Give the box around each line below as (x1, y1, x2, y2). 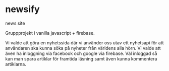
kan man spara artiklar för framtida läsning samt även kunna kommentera (5, 55, 157, 61)
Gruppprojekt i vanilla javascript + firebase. (5, 30, 95, 36)
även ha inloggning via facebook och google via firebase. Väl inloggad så (5, 50, 157, 56)
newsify (5, 4, 40, 15)
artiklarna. (5, 61, 26, 67)
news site (5, 20, 25, 26)
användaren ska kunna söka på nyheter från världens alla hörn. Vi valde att (5, 45, 161, 51)
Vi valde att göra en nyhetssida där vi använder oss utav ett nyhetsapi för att (5, 39, 164, 46)
